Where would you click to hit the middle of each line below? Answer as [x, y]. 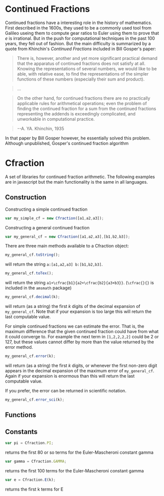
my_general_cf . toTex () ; [29, 274]
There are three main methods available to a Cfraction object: [67, 246]
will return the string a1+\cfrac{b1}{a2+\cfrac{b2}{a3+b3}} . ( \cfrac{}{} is [80, 283]
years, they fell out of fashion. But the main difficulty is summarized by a [78, 43]
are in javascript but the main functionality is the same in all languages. [77, 182]
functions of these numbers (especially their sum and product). [81, 79]
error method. [19, 347]
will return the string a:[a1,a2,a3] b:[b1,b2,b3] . [54, 264]
